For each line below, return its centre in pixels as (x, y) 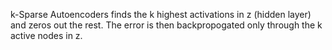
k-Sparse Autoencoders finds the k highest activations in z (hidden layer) (161, 14)
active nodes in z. (46, 35)
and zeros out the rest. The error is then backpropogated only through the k (166, 25)
